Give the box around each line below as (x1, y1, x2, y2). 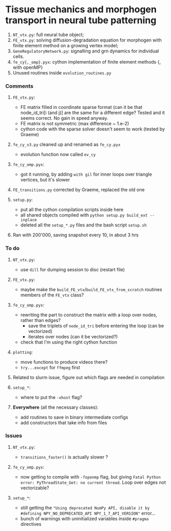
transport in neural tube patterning (5, 14, 157, 26)
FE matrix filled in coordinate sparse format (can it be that (20, 104, 143, 110)
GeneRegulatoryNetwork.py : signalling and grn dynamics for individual (12, 48, 159, 54)
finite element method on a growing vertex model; (12, 42, 119, 48)
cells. (12, 53, 25, 60)
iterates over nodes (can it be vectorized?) (28, 333, 118, 339)
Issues (5, 432, 23, 440)
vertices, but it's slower (20, 177, 70, 183)
